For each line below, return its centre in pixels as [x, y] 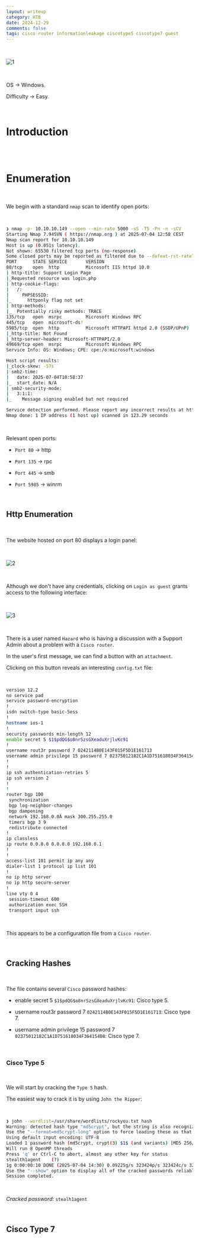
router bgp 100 [25, 795]
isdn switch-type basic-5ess [42, 712]
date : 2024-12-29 [28, 23]
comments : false [26, 28]
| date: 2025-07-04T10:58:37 [45, 377]
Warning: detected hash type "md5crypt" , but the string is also [88, 1127]
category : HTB [24, 17]
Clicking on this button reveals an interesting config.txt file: [80, 667]
